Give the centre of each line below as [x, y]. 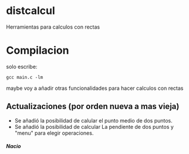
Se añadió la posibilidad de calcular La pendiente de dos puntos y [94, 127]
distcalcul [31, 11]
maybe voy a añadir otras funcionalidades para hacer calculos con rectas [95, 88]
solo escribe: [22, 66]
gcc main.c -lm [25, 77]
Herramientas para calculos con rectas [53, 27]
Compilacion [38, 50]
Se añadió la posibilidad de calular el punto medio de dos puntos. [94, 120]
